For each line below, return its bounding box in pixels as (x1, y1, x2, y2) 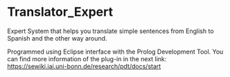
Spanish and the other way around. (7, 34, 107, 42)
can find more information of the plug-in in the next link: (7, 54, 167, 63)
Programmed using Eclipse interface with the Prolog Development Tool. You (7, 47, 224, 56)
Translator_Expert (7, 4, 113, 20)
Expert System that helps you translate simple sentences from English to (7, 27, 214, 35)
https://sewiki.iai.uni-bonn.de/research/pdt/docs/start (7, 62, 161, 70)
